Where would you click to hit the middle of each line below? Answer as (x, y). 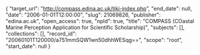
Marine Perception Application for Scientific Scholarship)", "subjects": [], (95, 27)
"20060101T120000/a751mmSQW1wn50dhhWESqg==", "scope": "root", (94, 40)
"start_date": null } (28, 46)
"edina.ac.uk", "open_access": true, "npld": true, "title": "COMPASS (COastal (100, 21)
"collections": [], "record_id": (41, 34)
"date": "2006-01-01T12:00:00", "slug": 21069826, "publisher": (83, 15)
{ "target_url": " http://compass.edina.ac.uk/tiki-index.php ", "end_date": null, (99, 9)
